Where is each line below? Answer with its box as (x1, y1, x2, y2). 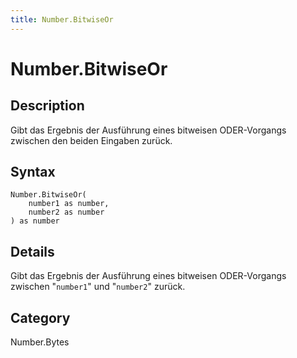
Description (10, 97, 85, 115)
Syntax (10, 164, 56, 181)
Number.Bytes (10, 336, 70, 348)
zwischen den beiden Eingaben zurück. (10, 134, 173, 146)
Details (10, 243, 55, 260)
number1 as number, (28, 199, 110, 209)
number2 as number (28, 207, 105, 218)
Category (10, 309, 71, 326)
